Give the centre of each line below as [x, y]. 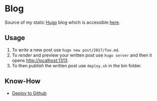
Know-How [23, 81]
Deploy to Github [29, 93]
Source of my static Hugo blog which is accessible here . [63, 22]
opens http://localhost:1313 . [40, 60]
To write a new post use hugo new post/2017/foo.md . [66, 50]
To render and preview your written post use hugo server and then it [82, 55]
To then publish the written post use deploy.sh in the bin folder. [77, 65]
